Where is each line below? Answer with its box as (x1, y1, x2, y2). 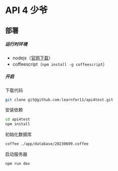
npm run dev (5, 161, 30, 166)
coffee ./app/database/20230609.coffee (5, 141, 89, 146)
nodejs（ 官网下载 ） (12, 55, 53, 61)
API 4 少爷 (5, 5, 48, 16)
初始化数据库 (5, 131, 32, 137)
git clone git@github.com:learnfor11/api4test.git (5, 97, 113, 102)
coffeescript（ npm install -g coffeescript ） (12, 61, 107, 67)
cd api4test (5, 117, 30, 122)
